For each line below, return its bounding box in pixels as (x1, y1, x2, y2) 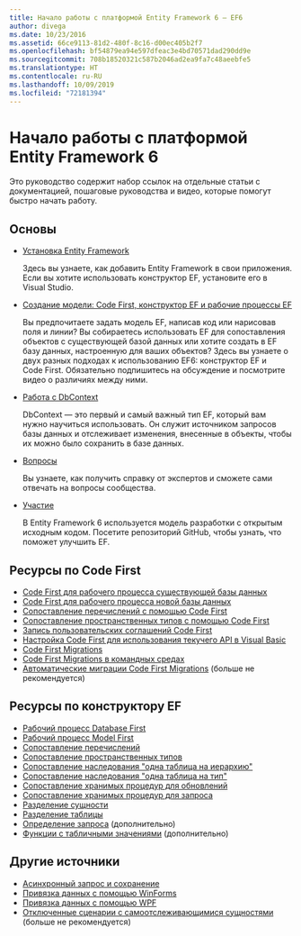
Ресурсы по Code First (9, 562, 141, 577)
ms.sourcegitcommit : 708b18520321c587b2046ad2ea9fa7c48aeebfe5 (9, 55, 252, 64)
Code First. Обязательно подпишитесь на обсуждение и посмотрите (22, 365, 286, 376)
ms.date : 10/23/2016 (9, 30, 87, 39)
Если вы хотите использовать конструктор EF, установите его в (22, 272, 268, 284)
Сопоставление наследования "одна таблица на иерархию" (22, 760, 253, 771)
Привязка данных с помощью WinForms (22, 887, 177, 898)
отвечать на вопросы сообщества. (22, 483, 156, 494)
